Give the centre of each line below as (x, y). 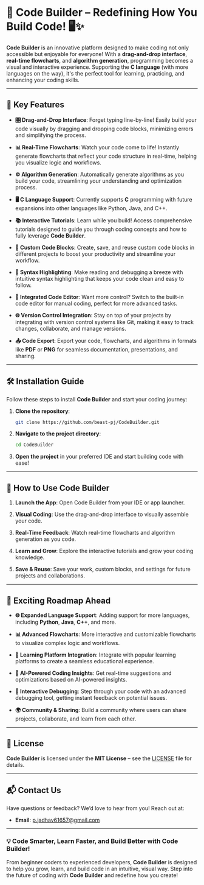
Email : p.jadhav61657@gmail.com (57, 820)
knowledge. (30, 557)
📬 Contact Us (34, 790)
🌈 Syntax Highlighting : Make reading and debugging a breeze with (99, 272)
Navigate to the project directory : (58, 434)
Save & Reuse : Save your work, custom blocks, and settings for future (103, 569)
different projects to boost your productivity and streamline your (95, 254)
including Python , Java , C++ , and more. (66, 622)
